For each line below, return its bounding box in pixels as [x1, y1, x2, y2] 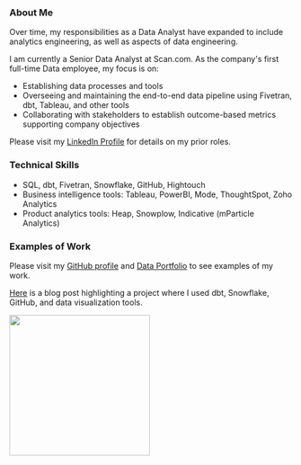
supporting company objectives [22, 119, 140, 130]
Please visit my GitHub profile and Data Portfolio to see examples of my [9, 260, 274, 271]
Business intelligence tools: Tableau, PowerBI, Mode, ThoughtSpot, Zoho [22, 189, 293, 200]
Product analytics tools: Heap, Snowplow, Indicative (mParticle [22, 208, 254, 219]
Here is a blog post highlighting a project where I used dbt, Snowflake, [9, 287, 270, 298]
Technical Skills [9, 159, 80, 172]
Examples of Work [9, 240, 92, 253]
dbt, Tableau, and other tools [22, 100, 130, 111]
